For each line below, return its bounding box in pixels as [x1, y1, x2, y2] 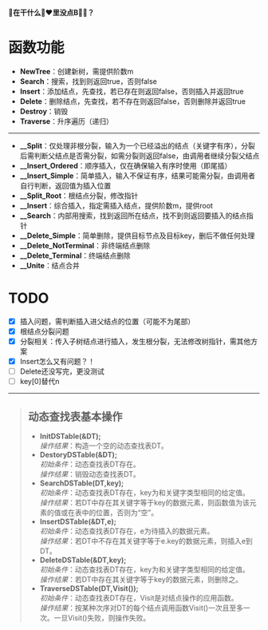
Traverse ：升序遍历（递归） [19, 116, 114, 126]
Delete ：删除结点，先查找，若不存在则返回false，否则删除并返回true [19, 96, 246, 106]
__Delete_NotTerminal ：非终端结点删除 [19, 240, 151, 250]
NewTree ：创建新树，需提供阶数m [19, 66, 134, 76]
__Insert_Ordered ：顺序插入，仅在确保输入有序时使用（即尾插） [19, 160, 232, 170]
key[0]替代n [19, 377, 60, 386]
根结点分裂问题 [19, 327, 69, 336]
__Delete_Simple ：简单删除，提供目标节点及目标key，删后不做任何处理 [19, 231, 255, 240]
